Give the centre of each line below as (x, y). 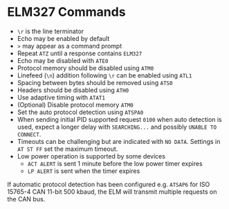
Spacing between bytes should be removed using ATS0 (95, 82)
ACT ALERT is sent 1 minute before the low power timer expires (115, 163)
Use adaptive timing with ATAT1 (61, 97)
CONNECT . (29, 134)
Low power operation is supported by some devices (91, 156)
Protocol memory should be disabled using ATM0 (85, 68)
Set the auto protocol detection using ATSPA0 (80, 112)
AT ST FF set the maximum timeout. (67, 149)
